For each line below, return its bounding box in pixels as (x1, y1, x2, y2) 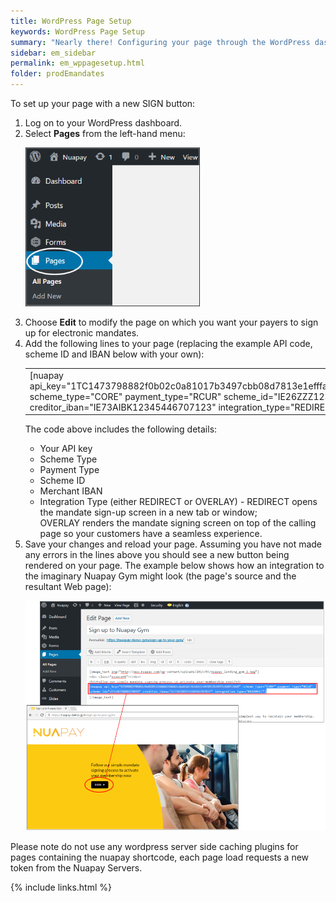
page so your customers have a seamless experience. (39, 528, 263, 540)
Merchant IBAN (39, 485, 103, 497)
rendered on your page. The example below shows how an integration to (24, 560, 325, 572)
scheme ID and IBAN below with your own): (24, 348, 205, 360)
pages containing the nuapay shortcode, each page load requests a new (10, 851, 310, 863)
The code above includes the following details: (24, 423, 218, 435)
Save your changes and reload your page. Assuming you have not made (24, 538, 323, 550)
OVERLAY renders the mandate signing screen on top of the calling (39, 517, 317, 529)
